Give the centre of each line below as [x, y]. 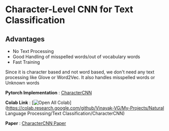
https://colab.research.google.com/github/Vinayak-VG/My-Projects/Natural [86, 108]
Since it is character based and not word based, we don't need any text [80, 72]
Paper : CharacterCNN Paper [36, 123]
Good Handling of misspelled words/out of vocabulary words [76, 57]
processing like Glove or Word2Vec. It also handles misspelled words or [80, 77]
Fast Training [26, 62]
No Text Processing [33, 51]
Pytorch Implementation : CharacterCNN [49, 93]
